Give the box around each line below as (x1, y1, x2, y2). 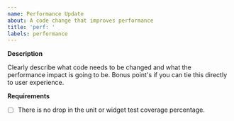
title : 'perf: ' (7, 23, 55, 30)
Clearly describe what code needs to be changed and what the (7, 63, 191, 71)
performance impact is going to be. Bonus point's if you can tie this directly (7, 71, 228, 79)
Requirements (7, 92, 50, 100)
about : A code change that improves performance (7, 17, 154, 24)
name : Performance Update (7, 10, 84, 18)
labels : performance (7, 30, 69, 38)
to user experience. (7, 79, 65, 87)
